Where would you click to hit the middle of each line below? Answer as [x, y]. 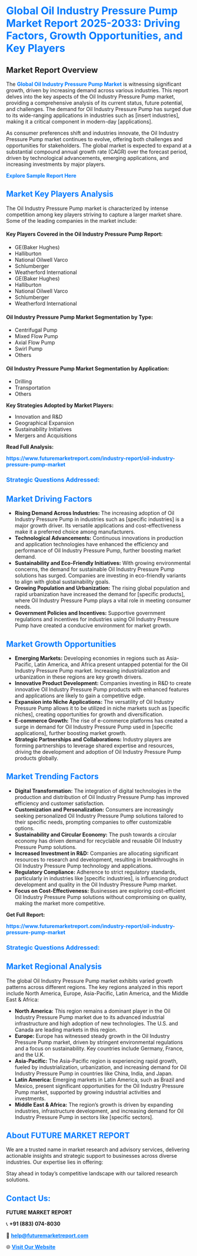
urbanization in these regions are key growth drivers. [79, 677]
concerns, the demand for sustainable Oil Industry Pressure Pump [94, 569]
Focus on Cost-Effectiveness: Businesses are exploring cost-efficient [100, 891]
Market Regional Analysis [54, 966]
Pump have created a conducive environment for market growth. [93, 626]
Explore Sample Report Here [41, 176]
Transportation [33, 388]
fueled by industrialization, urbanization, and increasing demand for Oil [101, 1067]
